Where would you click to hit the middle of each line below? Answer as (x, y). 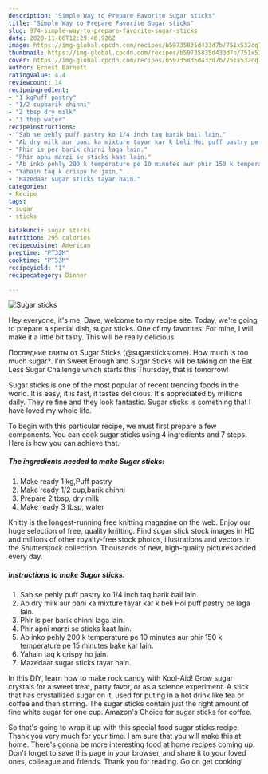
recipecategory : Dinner (48, 275)
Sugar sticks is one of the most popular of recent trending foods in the (124, 385)
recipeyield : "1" (37, 268)
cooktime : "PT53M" (39, 260)
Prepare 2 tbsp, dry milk (59, 498)
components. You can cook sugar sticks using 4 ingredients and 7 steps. (128, 435)
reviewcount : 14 (35, 82)
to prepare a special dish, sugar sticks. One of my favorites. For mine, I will (131, 329)
